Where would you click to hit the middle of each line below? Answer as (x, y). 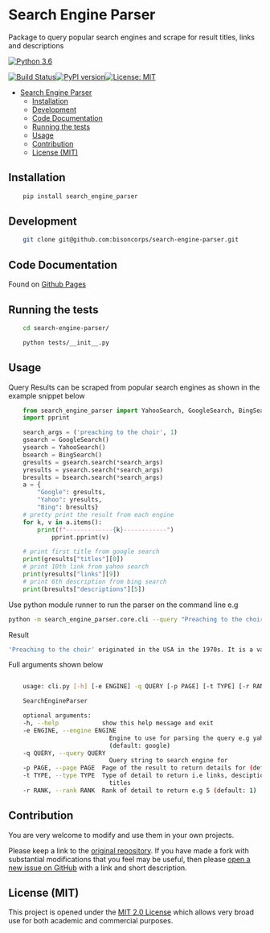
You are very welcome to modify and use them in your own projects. (121, 835)
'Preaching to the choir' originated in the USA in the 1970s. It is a (131, 650)
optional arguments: (57, 716)
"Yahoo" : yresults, (70, 500)
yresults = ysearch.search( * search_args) (93, 470)
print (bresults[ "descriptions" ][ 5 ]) (84, 589)
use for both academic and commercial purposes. (91, 921)
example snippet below (47, 395)
